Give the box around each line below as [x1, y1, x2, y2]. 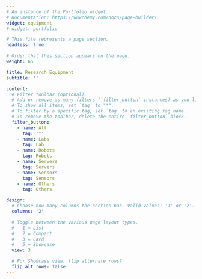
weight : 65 [6, 58, 34, 64]
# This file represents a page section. [6, 37, 109, 43]
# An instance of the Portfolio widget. [6, 8, 109, 15]
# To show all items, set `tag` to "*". [11, 103, 114, 109]
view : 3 [11, 247, 31, 253]
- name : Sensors [17, 170, 58, 176]
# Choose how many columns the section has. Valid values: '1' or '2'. [11, 203, 195, 209]
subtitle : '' [6, 75, 39, 81]
